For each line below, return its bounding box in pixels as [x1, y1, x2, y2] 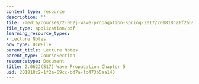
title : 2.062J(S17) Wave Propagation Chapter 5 [6, 63, 126, 70]
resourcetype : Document [6, 58, 65, 64]
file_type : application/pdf [6, 25, 76, 31]
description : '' [6, 14, 46, 20]
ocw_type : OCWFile [6, 42, 52, 48]
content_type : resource [6, 8, 65, 15]
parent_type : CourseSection [6, 53, 76, 59]
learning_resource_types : [6, 31, 70, 37]
